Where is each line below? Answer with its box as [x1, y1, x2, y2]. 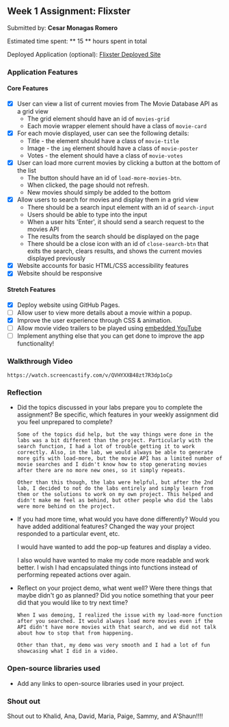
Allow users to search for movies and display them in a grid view [16, 195, 199, 204]
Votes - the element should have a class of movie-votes [27, 151, 183, 160]
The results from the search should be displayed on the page [27, 232, 200, 241]
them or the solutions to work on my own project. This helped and [16, 491, 213, 498]
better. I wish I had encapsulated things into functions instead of [16, 563, 198, 571]
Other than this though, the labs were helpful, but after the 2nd [16, 479, 213, 486]
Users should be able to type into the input [27, 210, 148, 219]
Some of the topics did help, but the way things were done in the [16, 431, 213, 438]
